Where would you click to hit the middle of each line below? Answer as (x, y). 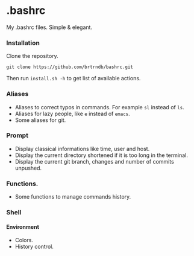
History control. (34, 247)
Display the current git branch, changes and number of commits (95, 161)
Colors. (24, 240)
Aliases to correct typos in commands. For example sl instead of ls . (100, 107)
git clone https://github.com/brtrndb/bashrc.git (70, 67)
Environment (23, 226)
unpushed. (28, 168)
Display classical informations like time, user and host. (82, 149)
